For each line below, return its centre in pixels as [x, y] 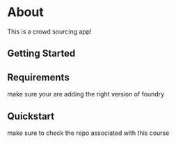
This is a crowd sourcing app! [49, 31]
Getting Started [41, 53]
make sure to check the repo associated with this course [88, 133]
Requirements [38, 77]
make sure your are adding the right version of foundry [86, 94]
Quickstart [31, 116]
